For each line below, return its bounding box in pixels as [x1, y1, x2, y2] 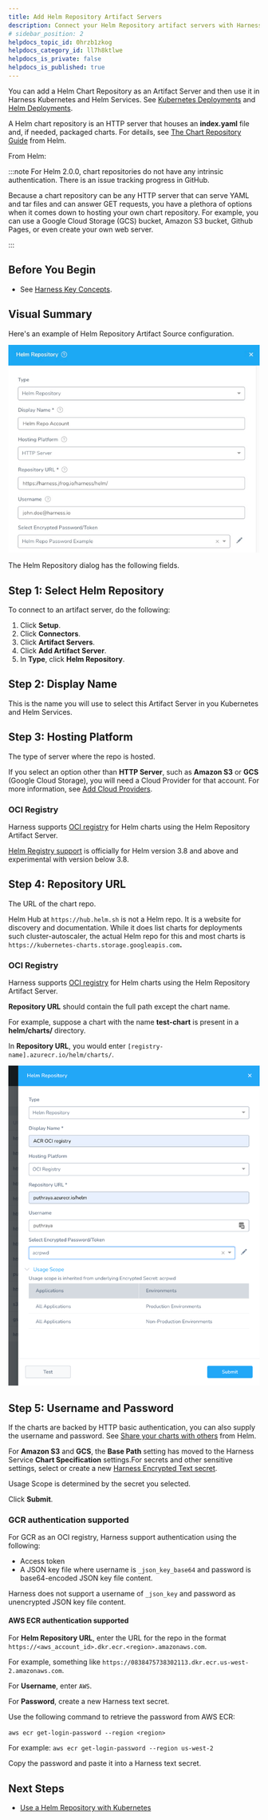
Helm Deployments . [8, 103, 73, 113]
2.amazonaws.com [8, 1667, 62, 1675]
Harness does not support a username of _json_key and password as [8, 1589, 236, 1599]
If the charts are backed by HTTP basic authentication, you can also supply [8, 1422, 256, 1432]
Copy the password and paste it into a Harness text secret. [8, 1759, 202, 1768]
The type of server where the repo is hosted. [8, 751, 156, 761]
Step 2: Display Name [8, 677, 118, 691]
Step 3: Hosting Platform [8, 731, 133, 744]
